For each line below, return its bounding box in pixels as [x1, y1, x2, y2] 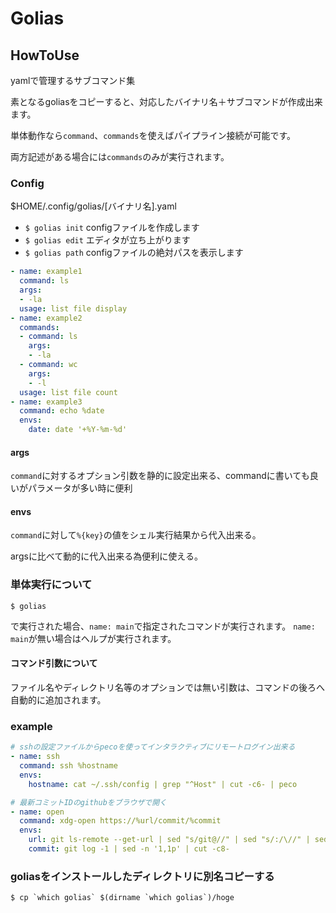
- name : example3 [10, 397, 83, 407]
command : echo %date [19, 406, 105, 416]
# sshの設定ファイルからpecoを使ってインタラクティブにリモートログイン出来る [10, 742, 296, 752]
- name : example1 [10, 267, 83, 277]
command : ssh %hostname [19, 761, 118, 771]
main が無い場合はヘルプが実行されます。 [10, 632, 177, 644]
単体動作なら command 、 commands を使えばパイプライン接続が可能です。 [10, 130, 297, 141]
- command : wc [19, 360, 78, 370]
